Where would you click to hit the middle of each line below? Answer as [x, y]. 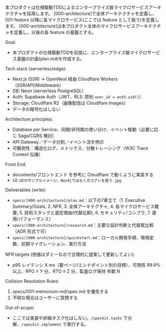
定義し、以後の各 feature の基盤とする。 [55, 32]
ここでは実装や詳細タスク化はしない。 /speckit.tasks [67, 318]
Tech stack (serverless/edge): [36, 69]
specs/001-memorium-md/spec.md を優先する [60, 291]
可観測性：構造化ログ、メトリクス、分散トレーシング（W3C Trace [80, 148]
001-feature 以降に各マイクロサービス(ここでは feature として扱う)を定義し [82, 20]
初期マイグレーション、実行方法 [54, 244]
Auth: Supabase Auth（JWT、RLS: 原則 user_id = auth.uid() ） [78, 97]
